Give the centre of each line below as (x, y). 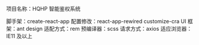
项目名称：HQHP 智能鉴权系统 (43, 9)
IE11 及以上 (19, 36)
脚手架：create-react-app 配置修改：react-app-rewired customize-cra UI (96, 21)
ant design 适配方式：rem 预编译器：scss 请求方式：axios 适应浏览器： (104, 29)
